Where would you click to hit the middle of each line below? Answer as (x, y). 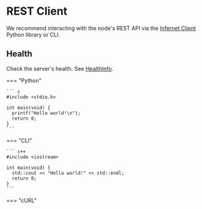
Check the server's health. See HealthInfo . (60, 68)
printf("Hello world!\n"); (46, 113)
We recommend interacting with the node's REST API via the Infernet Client (101, 28)
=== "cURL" (21, 200)
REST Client (37, 11)
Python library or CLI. (33, 34)
